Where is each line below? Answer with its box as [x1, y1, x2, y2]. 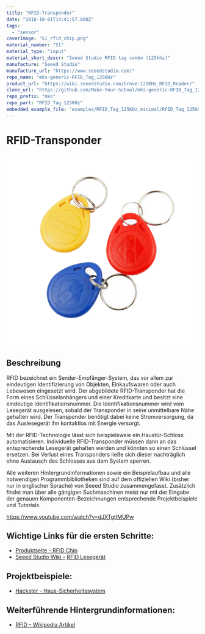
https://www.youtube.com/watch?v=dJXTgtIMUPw [6, 513, 134, 521]
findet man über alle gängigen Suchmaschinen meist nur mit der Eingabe [6, 488, 190, 496]
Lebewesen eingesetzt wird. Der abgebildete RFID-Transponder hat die [6, 387, 185, 394]
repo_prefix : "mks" [6, 93, 56, 100]
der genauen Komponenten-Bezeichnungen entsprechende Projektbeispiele [6, 494, 198, 502]
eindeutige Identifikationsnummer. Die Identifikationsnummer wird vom [6, 400, 184, 407]
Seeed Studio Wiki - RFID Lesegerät [15, 554, 106, 561]
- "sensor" [12, 29, 40, 35]
